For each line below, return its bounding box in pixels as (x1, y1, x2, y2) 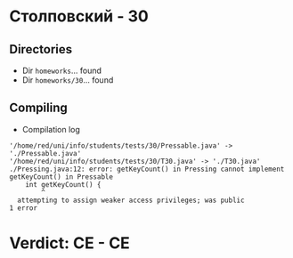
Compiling (9, 101, 69, 116)
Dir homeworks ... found (21, 65, 102, 76)
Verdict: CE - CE (9, 233, 131, 253)
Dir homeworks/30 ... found (21, 75, 114, 85)
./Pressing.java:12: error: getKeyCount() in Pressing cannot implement (9, 165, 285, 173)
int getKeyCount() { (25, 180, 102, 189)
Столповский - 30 (9, 6, 149, 27)
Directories (9, 42, 73, 57)
